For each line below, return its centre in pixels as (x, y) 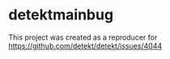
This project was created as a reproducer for (83, 37)
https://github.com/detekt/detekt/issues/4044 (85, 45)
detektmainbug (61, 15)
